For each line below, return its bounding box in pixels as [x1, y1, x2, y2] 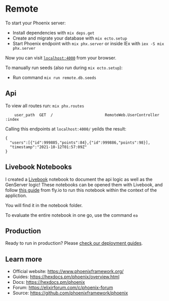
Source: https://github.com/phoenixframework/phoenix [12, 290, 128, 296]
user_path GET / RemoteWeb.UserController [14, 112, 159, 117]
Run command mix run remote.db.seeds [12, 74, 97, 80]
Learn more [5, 255, 43, 263]
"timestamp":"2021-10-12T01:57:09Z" [10, 144, 87, 150]
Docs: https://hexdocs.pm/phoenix [12, 279, 85, 285]
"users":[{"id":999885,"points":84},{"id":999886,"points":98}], [10, 140, 151, 145]
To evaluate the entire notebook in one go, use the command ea [5, 212, 138, 218]
